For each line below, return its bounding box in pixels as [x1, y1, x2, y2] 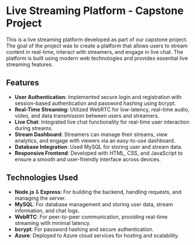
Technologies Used [6, 173, 78, 183]
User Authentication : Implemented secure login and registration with [14, 93, 182, 100]
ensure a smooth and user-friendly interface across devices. [14, 155, 161, 162]
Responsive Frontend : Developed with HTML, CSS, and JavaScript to [14, 149, 183, 156]
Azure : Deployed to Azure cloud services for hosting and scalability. [14, 232, 180, 239]
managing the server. [14, 195, 66, 202]
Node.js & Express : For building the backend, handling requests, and [14, 188, 182, 195]
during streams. [14, 124, 53, 131]
